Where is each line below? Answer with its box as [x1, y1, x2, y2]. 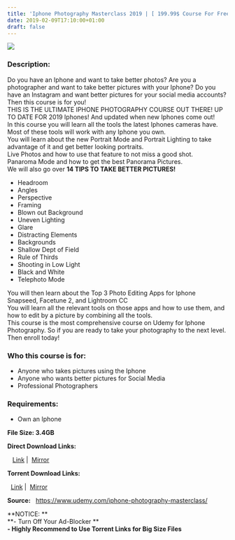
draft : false [7, 23, 45, 30]
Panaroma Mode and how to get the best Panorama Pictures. [7, 157, 183, 165]
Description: [7, 60, 50, 69]
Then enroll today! [7, 333, 60, 342]
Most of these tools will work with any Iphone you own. [7, 127, 166, 136]
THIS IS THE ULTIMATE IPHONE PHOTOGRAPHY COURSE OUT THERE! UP [7, 105, 223, 113]
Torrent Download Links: [7, 469, 80, 478]
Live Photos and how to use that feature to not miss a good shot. [7, 150, 194, 158]
